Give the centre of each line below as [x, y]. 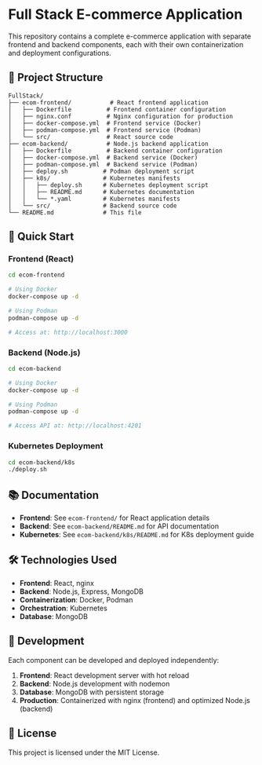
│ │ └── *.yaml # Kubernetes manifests [94, 199]
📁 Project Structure [56, 77]
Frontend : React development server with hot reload [104, 675]
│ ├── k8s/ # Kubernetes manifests [94, 178]
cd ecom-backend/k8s [42, 462]
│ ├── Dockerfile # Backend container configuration [115, 151]
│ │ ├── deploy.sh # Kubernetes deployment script [109, 185]
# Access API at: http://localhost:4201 [75, 426]
